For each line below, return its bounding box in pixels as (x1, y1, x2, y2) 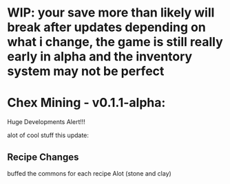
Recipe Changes (7, 151, 79, 163)
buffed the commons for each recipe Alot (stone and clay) (7, 169, 172, 177)
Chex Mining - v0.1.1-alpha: (7, 95, 166, 111)
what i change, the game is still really (7, 34, 224, 50)
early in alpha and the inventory (7, 49, 193, 65)
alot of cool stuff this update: (7, 131, 90, 139)
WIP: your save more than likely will (7, 5, 215, 21)
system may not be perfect (7, 63, 165, 79)
